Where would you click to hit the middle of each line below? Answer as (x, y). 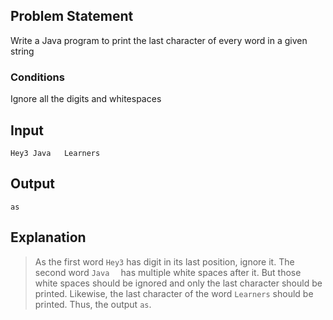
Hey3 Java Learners (55, 153)
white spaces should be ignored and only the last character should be (178, 283)
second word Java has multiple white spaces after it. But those (168, 272)
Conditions (37, 77)
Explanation (48, 237)
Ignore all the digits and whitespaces (86, 99)
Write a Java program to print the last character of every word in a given (159, 40)
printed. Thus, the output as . (93, 304)
